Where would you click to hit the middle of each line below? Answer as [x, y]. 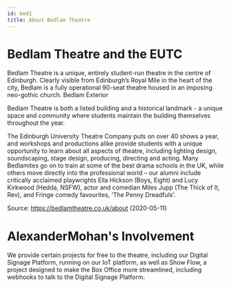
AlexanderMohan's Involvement [101, 236]
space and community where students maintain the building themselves [109, 116]
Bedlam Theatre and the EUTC [95, 54]
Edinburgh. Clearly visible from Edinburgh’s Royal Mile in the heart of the [110, 81]
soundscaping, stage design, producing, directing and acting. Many [103, 158]
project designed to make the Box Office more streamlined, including [104, 270]
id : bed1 [20, 13]
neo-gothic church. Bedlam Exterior [58, 95]
